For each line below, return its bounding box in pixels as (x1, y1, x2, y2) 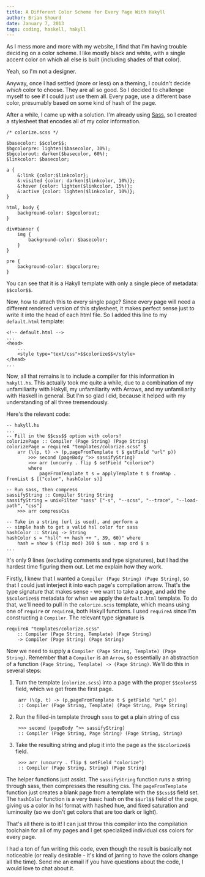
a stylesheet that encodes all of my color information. (6, 118, 141, 125)
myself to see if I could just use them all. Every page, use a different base (6, 93, 192, 100)
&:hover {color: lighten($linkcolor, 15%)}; (17, 183, 133, 190)
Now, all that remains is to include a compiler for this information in (6, 372, 174, 380)
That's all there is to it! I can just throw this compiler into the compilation (6, 820, 188, 828)
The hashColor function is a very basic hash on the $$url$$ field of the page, (6, 795, 199, 803)
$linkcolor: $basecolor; (6, 156, 70, 163)
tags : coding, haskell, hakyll (6, 26, 86, 33)
